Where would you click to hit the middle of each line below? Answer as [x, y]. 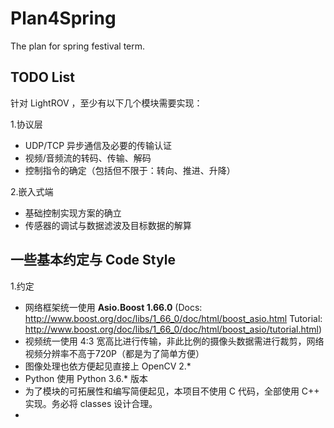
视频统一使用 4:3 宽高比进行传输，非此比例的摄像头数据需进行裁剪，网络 [174, 341]
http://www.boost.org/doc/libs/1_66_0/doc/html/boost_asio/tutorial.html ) [173, 329]
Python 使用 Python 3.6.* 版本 [86, 378]
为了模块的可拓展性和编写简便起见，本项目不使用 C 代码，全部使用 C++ [172, 391]
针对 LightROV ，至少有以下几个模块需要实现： [106, 103]
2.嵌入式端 [32, 191]
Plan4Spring [63, 18]
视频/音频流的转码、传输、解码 [88, 158]
